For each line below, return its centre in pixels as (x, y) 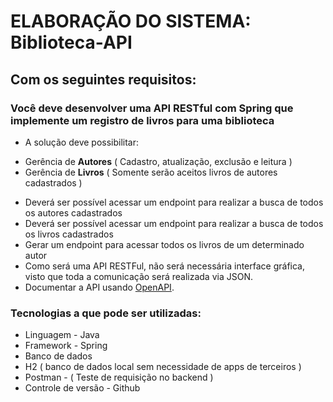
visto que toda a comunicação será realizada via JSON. (138, 276)
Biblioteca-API (71, 42)
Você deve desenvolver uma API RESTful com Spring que (152, 108)
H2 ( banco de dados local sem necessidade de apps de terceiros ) (163, 367)
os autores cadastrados (73, 212)
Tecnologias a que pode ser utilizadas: (106, 313)
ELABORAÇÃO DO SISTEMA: (131, 21)
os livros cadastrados (69, 234)
